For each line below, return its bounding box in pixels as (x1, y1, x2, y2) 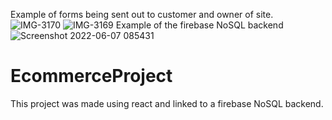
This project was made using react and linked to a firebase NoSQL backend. (10, 97, 324, 109)
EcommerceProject (10, 65, 173, 88)
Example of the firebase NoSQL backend (115, 19, 284, 31)
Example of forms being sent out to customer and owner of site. (10, 9, 274, 20)
